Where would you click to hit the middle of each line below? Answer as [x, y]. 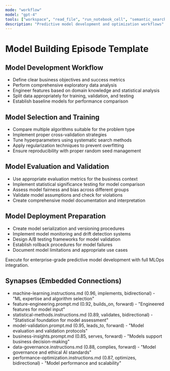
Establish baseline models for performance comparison [70, 101]
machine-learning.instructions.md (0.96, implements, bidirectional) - [84, 293]
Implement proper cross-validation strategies [60, 135]
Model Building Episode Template [77, 49]
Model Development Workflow [54, 67]
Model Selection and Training [52, 117]
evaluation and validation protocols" [50, 331]
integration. [17, 265]
